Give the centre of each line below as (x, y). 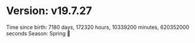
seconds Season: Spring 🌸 (38, 33)
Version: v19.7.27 (49, 11)
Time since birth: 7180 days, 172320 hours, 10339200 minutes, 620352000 (98, 27)
